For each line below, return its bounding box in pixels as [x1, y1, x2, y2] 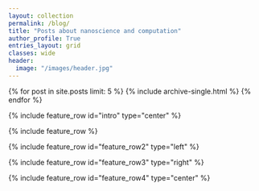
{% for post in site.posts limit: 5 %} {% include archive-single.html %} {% [8, 86, 252, 96]
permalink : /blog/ [8, 19, 70, 27]
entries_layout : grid [8, 42, 81, 50]
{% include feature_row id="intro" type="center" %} [8, 110, 182, 120]
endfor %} [8, 94, 43, 105]
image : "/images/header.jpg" [15, 64, 113, 73]
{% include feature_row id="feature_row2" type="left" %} [8, 142, 199, 152]
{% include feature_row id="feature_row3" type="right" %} [8, 157, 205, 167]
